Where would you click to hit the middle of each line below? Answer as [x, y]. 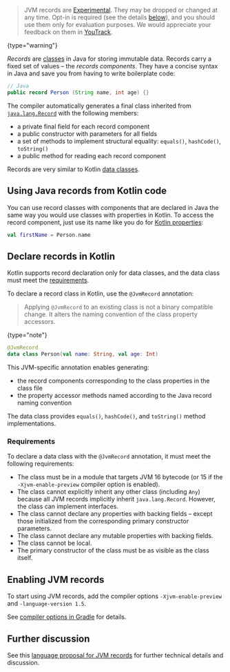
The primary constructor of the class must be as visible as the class [113, 550]
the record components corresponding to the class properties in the [113, 381]
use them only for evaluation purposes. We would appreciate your [117, 25]
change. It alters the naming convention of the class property [111, 314]
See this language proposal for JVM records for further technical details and [115, 655]
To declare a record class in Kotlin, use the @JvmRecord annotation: [101, 294]
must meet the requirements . [48, 280]
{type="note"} [27, 335]
